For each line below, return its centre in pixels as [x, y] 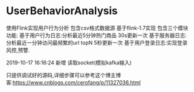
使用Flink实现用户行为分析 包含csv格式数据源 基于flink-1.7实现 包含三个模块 [97, 28]
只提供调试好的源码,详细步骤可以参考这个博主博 [64, 75]
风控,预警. [18, 50]
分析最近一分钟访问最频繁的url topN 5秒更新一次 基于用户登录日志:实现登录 [97, 42]
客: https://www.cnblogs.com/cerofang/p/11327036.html [73, 82]
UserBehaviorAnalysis [62, 11]
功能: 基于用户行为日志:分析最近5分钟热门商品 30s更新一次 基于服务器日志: [96, 35]
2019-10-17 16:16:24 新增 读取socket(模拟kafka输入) [69, 63]
